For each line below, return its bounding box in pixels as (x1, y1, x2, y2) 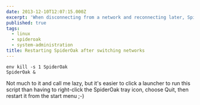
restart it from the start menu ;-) (6, 92, 85, 99)
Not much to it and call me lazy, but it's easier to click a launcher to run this (6, 79, 190, 87)
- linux (11, 31, 31, 37)
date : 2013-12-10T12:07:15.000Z (6, 8, 86, 15)
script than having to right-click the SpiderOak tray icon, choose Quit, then (6, 86, 189, 93)
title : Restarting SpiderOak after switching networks (6, 48, 145, 54)
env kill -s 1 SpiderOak (6, 64, 68, 70)
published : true (6, 20, 46, 26)
